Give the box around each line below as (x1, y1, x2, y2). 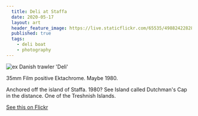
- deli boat (16, 42, 46, 48)
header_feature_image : (11, 25, 67, 31)
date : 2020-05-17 (11, 14, 54, 20)
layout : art (11, 19, 41, 25)
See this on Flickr (6, 104, 48, 111)
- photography (16, 47, 51, 53)
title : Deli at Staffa (11, 8, 67, 15)
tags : (11, 36, 25, 42)
